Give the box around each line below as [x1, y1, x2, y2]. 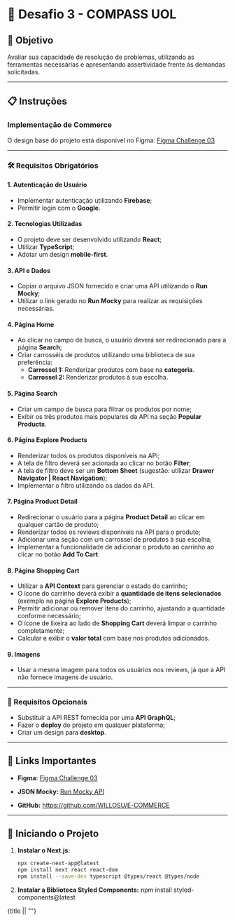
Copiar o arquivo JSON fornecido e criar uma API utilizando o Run [17, 282, 208, 290]
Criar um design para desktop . [17, 728, 106, 736]
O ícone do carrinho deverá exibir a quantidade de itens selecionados [17, 589, 222, 598]
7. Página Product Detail [7, 497, 78, 506]
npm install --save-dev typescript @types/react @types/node [17, 873, 200, 880]
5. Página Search [7, 389, 57, 398]
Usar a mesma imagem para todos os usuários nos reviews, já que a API [17, 666, 226, 674]
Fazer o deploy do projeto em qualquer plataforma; [17, 721, 166, 729]
